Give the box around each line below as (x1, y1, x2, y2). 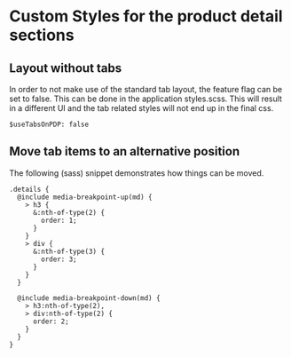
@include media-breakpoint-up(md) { (17, 193, 153, 202)
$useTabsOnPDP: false (9, 120, 90, 129)
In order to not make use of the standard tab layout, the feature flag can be (9, 84, 282, 94)
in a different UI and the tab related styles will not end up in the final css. (9, 103, 274, 113)
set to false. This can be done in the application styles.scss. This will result (9, 93, 282, 104)
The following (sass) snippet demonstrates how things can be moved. (9, 167, 264, 178)
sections (9, 25, 75, 45)
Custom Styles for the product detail (9, 6, 283, 27)
